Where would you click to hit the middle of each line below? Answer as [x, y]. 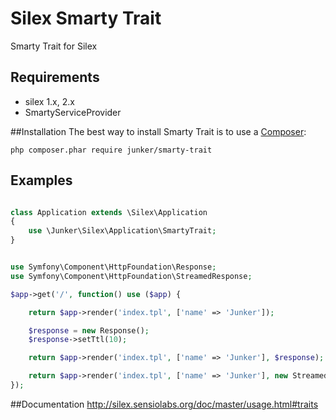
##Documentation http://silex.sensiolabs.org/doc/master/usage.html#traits [164, 404]
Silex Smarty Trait [86, 18]
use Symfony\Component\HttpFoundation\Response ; [113, 267]
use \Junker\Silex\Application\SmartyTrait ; [122, 231]
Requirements [55, 77]
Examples [41, 180]
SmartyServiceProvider [73, 112]
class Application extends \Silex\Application [109, 212]
